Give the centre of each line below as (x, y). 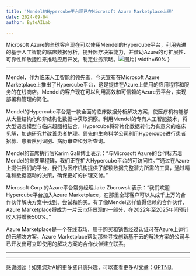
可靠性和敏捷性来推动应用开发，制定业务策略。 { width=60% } (88, 60)
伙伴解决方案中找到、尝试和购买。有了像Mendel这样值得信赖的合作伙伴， (99, 202)
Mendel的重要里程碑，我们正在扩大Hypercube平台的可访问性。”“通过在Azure (98, 161)
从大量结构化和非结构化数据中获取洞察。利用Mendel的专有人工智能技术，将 (97, 119)
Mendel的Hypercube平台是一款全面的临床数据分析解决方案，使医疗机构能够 (97, 112)
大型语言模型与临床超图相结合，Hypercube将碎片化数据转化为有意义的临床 (96, 126)
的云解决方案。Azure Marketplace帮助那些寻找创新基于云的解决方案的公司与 (98, 237)
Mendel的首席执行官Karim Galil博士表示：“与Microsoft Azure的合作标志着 (94, 153)
